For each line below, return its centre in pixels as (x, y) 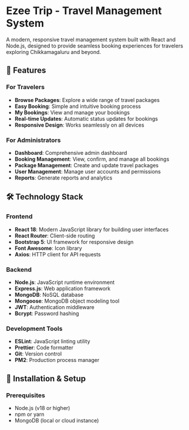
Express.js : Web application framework (63, 288)
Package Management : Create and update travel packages (87, 165)
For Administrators (33, 140)
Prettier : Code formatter (44, 348)
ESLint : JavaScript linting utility (52, 341)
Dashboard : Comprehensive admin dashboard (71, 153)
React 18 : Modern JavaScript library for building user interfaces (92, 229)
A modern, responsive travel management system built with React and (91, 39)
